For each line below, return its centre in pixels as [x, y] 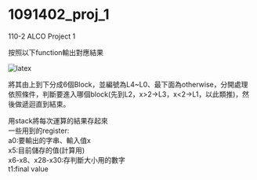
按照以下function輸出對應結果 [56, 52]
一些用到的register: [39, 130]
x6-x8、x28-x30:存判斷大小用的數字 [67, 160]
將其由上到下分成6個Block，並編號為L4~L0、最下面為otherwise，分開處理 [128, 84]
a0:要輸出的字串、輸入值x [50, 140]
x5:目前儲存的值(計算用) [47, 150]
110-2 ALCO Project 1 [42, 36]
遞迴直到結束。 [46, 104]
